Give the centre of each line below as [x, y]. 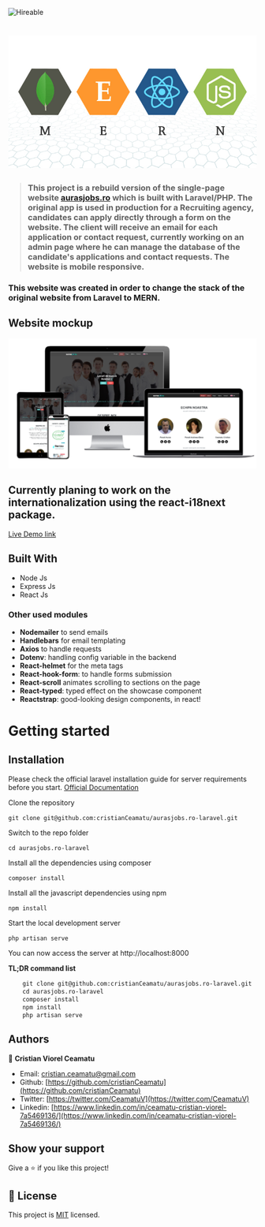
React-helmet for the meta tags [71, 666]
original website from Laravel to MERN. [84, 297]
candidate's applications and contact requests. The [129, 256]
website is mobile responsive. [86, 267]
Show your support [56, 1149]
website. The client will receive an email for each [123, 227]
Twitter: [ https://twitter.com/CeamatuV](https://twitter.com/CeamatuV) [134, 1098]
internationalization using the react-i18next [117, 503]
